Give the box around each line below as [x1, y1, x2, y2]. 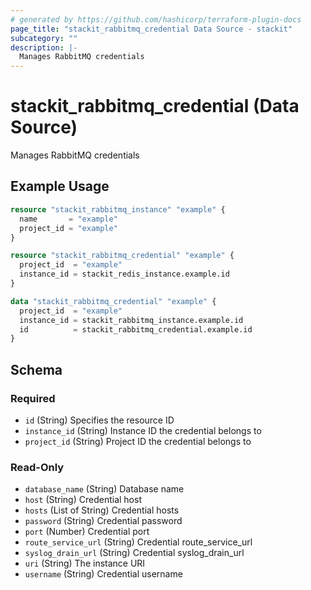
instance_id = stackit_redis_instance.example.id [19, 269, 230, 280]
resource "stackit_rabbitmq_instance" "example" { [10, 204, 226, 215]
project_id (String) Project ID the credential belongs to [24, 435, 252, 447]
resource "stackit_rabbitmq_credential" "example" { [10, 251, 235, 261]
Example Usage [10, 178, 110, 195]
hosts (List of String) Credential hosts [24, 504, 180, 516]
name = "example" [19, 214, 118, 224]
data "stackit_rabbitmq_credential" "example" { [10, 296, 217, 306]
